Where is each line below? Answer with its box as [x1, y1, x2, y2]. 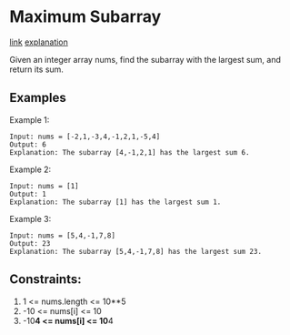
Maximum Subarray [9, 6, 162, 27]
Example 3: [9, 213, 52, 224]
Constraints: [9, 271, 82, 288]
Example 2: [9, 164, 52, 175]
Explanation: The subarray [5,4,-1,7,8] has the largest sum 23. [9, 247, 262, 256]
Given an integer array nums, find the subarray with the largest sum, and [9, 54, 282, 65]
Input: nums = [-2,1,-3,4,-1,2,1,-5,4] [9, 132, 161, 141]
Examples [9, 90, 66, 106]
